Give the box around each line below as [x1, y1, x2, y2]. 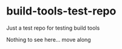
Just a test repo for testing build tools [6, 24, 100, 31]
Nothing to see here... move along [6, 36, 91, 43]
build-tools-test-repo [6, 4, 117, 18]
